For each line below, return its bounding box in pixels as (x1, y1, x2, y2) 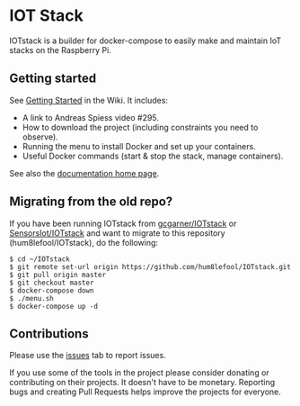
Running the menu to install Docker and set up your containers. (22, 140, 256, 151)
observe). (22, 131, 58, 142)
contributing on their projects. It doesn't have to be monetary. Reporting (9, 377, 276, 388)
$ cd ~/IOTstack (9, 254, 70, 264)
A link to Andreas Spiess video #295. (22, 112, 160, 122)
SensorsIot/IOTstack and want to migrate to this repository (9, 227, 226, 239)
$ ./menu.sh (9, 293, 54, 302)
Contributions (9, 326, 89, 341)
